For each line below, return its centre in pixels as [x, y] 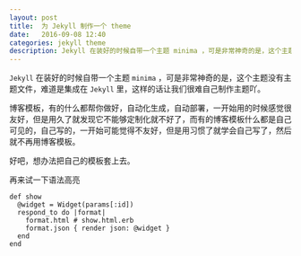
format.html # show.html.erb [80, 221]
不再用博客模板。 [48, 142]
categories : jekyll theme [57, 43]
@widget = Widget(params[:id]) [76, 205]
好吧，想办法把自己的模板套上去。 [72, 161]
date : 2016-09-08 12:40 [57, 34]
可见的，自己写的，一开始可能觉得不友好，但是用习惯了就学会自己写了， [142, 130]
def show [26, 197]
